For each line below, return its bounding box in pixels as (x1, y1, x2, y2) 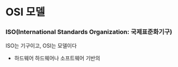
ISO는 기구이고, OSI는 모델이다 (5, 42, 77, 49)
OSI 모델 (5, 5, 45, 19)
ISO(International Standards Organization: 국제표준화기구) (5, 28, 173, 36)
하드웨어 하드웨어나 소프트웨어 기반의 (14, 55, 100, 62)
